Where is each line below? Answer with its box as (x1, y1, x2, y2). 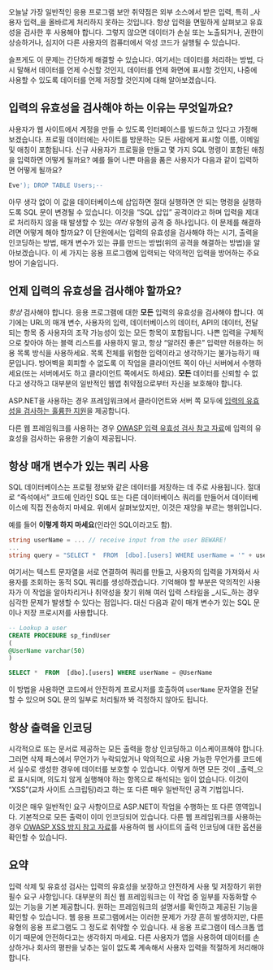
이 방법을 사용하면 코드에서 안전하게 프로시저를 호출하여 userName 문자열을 (8, 685, 244, 694)
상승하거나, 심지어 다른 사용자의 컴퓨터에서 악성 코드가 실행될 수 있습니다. (8, 37, 240, 47)
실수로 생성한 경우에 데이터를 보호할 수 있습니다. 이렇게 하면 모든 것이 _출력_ (16, 764, 258, 774)
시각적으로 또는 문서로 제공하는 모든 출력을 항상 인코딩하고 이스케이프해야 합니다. (8, 744, 265, 754)
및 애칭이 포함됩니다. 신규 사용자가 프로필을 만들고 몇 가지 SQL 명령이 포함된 (8, 145, 250, 154)
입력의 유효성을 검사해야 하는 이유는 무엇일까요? (8, 101, 234, 115)
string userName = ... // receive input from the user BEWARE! (8, 536, 227, 545)
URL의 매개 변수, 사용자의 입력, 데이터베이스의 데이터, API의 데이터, (29, 317, 244, 327)
